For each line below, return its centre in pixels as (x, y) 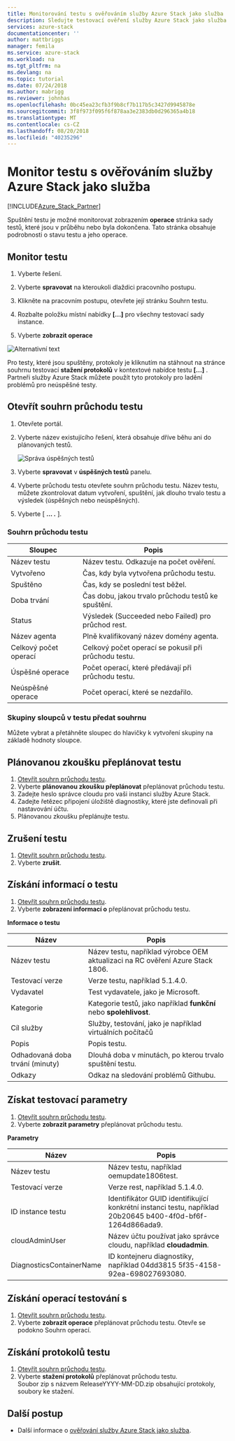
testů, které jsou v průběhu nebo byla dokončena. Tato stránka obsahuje (112, 228)
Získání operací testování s (67, 1299)
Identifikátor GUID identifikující (158, 1198)
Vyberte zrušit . (39, 863)
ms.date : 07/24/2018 (37, 85)
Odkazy (23, 1075)
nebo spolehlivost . (119, 1012)
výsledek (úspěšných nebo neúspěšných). (78, 500)
